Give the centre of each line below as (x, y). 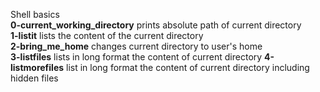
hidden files (34, 78)
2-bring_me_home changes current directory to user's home (136, 46)
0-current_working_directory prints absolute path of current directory (156, 25)
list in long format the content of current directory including (188, 67)
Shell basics (35, 14)
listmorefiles (37, 67)
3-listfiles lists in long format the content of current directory (136, 57)
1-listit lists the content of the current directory (107, 35)
